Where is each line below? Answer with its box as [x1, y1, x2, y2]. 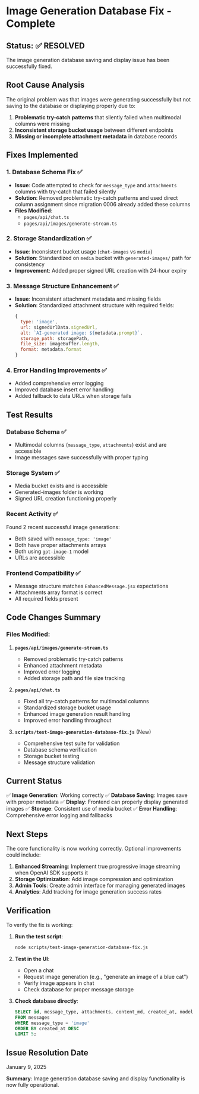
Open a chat [23, 966, 54, 974]
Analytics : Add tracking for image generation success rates [14, 888, 162, 895]
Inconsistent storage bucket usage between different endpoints [14, 126, 173, 134]
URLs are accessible [14, 554, 65, 561]
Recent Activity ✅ [6, 510, 58, 518]
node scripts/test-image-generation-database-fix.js [14, 944, 149, 951]
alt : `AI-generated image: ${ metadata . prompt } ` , [20, 330, 143, 336]
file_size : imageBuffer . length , [20, 341, 100, 347]
